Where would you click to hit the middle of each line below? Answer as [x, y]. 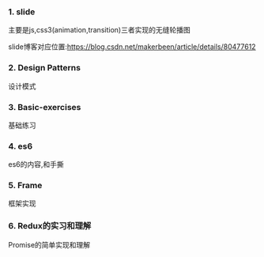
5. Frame [25, 186]
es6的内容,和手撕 [36, 164]
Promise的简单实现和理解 [49, 244]
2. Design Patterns [45, 68]
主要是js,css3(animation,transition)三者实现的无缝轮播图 [100, 30]
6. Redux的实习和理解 [50, 226]
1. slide [22, 12]
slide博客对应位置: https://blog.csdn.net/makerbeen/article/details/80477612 [132, 47]
